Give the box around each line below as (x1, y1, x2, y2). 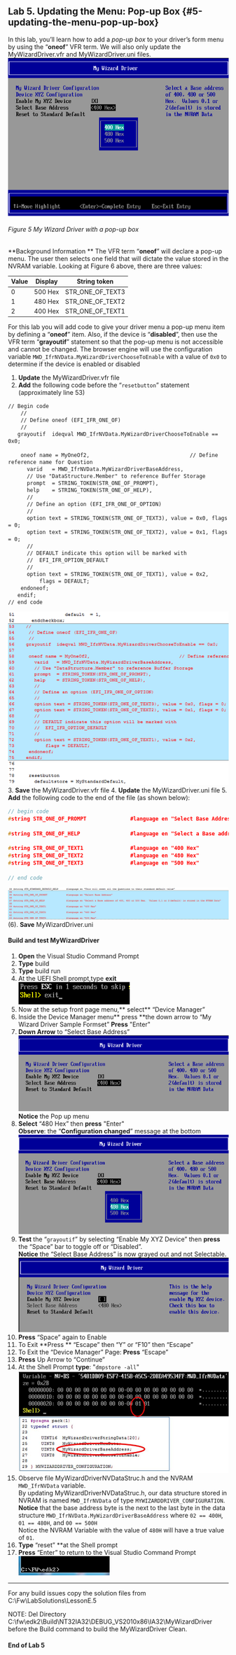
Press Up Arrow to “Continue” (18, 1355, 106, 1364)
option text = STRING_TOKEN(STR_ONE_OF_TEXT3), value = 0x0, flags (26, 515, 228, 522)
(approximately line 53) (18, 388, 85, 396)
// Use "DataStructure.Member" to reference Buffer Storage (26, 473, 206, 480)
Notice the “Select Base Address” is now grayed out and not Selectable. (18, 1250, 227, 1259)
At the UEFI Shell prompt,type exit (18, 974, 117, 982)
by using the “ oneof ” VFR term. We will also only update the (8, 42, 181, 51)
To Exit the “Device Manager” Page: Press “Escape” (18, 1348, 169, 1356)
